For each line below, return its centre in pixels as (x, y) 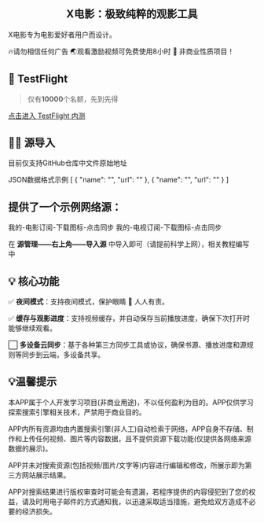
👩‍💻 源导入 (32, 143)
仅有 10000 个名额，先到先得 (73, 99)
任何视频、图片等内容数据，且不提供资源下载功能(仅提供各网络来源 (143, 438)
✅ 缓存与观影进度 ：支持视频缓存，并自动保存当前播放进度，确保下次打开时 (129, 319)
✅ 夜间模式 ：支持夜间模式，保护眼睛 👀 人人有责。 (88, 302)
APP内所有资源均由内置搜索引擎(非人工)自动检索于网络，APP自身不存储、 (128, 429)
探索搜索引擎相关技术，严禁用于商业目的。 (77, 412)
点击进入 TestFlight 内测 (47, 116)
